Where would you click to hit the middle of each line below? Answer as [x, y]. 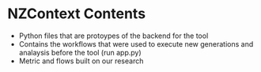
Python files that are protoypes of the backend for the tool [113, 36]
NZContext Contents [77, 14]
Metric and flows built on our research [81, 61]
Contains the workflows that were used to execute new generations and [136, 44]
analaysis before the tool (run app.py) [80, 52]
